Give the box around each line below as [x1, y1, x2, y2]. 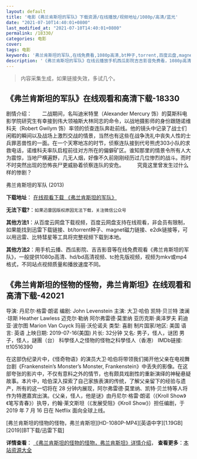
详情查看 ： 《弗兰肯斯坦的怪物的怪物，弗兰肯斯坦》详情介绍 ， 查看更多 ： [6, 439, 184, 447]
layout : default [6, 8, 46, 15]
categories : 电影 [6, 36, 47, 42]
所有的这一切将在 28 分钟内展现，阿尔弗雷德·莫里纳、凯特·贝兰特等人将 [16, 385, 188, 392]
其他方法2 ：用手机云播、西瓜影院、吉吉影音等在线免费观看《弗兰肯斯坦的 [6, 246, 184, 253]
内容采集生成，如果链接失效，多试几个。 [20, 75, 118, 82]
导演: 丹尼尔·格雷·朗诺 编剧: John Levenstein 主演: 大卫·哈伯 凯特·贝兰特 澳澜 [6, 307, 190, 314]
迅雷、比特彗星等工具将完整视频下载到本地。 [16, 233, 124, 241]
